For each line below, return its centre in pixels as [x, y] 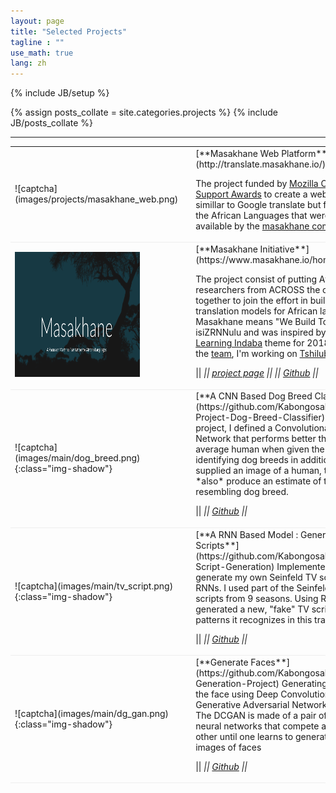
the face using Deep [237, 694]
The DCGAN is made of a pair [256, 715]
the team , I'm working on [246, 354]
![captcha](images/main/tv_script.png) [94, 586]
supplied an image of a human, [258, 471]
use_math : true [42, 53]
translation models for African [256, 311]
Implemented [304, 566]
